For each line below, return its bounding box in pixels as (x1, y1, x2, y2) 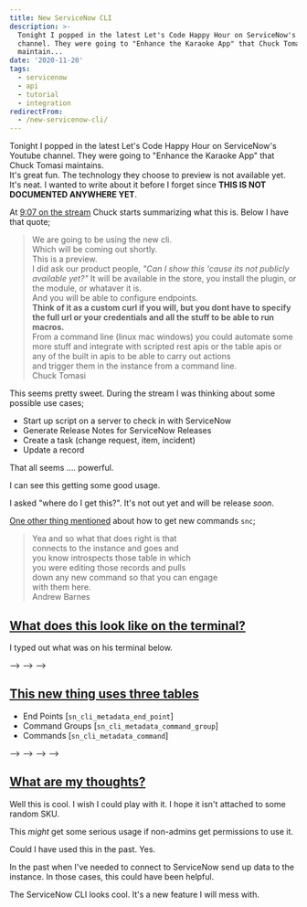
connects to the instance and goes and (31, 543, 180, 554)
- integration (17, 98, 71, 108)
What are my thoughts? (9, 774, 146, 790)
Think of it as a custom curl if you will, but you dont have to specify (31, 303, 291, 314)
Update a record (22, 444, 85, 455)
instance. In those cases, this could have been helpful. (9, 870, 215, 882)
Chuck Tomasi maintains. (9, 160, 104, 171)
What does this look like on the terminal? (9, 618, 246, 634)
